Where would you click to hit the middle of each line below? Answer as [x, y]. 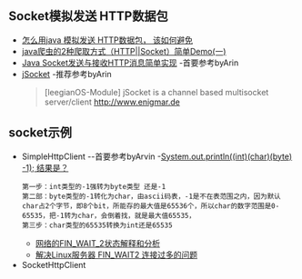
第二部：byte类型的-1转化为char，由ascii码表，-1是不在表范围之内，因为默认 [151, 196]
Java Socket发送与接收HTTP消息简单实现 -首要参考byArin [130, 63]
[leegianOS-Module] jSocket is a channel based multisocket [156, 92]
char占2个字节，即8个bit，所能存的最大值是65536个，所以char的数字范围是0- [151, 206]
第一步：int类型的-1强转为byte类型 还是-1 [94, 186]
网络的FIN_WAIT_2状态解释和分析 [98, 243]
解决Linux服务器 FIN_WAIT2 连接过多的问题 [116, 254]
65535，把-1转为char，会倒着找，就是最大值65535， [109, 215]
